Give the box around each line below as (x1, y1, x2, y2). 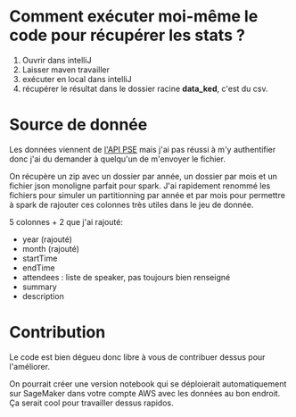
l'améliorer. (9, 361, 51, 371)
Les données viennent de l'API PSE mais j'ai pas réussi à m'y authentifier (9, 144, 276, 154)
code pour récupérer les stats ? (9, 25, 245, 46)
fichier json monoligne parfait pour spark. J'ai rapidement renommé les (9, 180, 271, 191)
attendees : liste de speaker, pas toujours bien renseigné (21, 271, 231, 282)
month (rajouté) (21, 243, 80, 254)
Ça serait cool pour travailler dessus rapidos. (9, 397, 174, 408)
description (21, 290, 64, 301)
